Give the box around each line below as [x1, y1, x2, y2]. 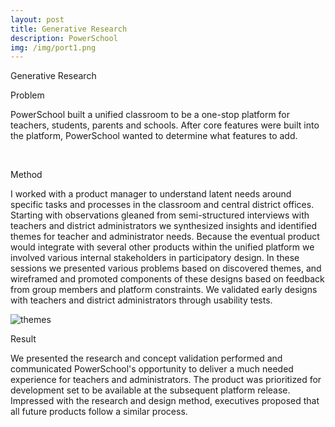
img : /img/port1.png [10, 42, 97, 53]
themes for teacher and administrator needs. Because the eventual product [10, 231, 320, 243]
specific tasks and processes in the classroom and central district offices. [10, 199, 315, 211]
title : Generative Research [10, 24, 128, 34]
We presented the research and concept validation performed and [10, 352, 283, 365]
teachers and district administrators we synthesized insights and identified [10, 220, 318, 232]
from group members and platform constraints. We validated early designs [10, 284, 318, 296]
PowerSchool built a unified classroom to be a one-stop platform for [10, 109, 291, 121]
